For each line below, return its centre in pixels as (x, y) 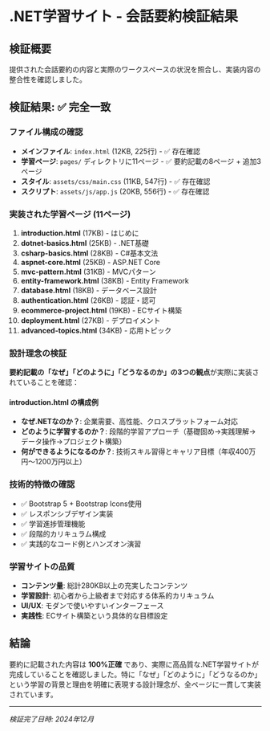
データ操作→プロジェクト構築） (73, 442)
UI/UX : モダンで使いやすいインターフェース (92, 606)
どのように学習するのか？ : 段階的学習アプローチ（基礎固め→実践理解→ (138, 431)
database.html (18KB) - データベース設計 (89, 290)
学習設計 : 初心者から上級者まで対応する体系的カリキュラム (117, 596)
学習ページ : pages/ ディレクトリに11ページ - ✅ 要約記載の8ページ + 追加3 (141, 161)
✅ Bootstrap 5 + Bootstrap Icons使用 (81, 504)
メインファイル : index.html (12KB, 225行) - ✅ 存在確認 (111, 151)
